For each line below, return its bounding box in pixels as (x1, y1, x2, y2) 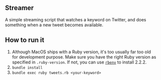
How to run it (5, 36, 44, 44)
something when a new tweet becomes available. (5, 22, 103, 28)
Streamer (5, 4, 34, 12)
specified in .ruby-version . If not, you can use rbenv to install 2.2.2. (12, 59, 146, 65)
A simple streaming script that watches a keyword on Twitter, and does (5, 16, 146, 22)
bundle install (12, 65, 43, 70)
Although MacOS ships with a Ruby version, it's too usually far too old (12, 48, 151, 55)
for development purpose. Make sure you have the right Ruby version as (12, 54, 156, 60)
